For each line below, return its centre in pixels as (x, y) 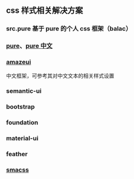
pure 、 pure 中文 (29, 46)
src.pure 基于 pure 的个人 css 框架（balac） (69, 29)
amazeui (19, 62)
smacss (18, 170)
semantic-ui (24, 91)
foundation (22, 123)
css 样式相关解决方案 (45, 11)
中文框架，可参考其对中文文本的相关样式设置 (60, 76)
